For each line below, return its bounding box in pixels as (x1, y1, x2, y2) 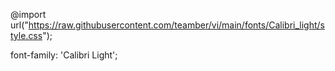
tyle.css (10, 30, 43, 41)
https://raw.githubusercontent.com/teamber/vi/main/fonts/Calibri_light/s (28, 19, 325, 31)
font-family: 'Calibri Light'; (10, 49, 118, 61)
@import (10, 9, 47, 20)
